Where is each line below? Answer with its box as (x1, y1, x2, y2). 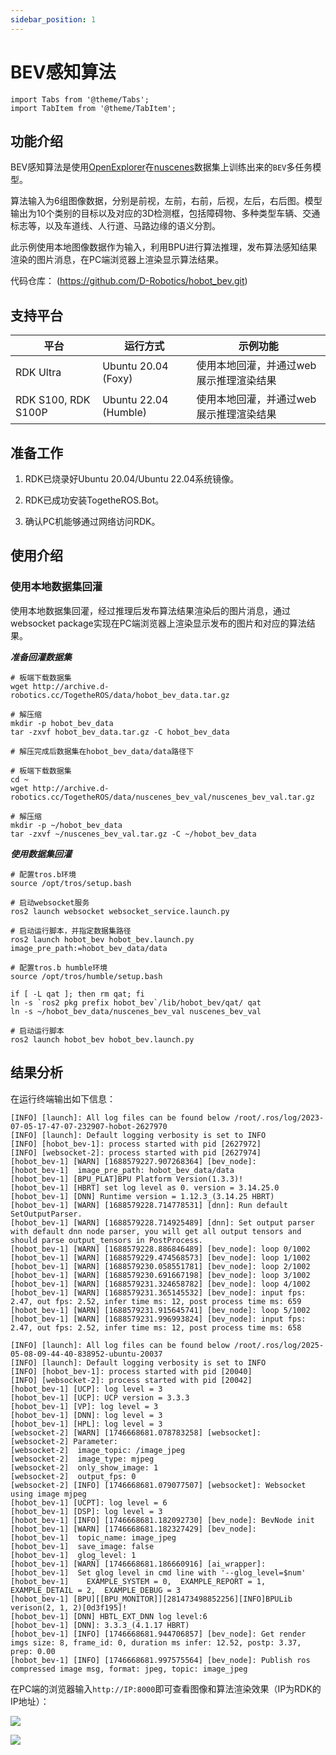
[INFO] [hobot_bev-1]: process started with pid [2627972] (10, 1139, 262, 1149)
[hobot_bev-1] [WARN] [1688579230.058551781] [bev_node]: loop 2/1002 (10, 1261, 311, 1271)
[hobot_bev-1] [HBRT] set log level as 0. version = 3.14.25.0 (10, 1182, 280, 1193)
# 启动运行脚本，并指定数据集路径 (10, 926, 132, 936)
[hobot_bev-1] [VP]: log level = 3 (10, 1401, 159, 1411)
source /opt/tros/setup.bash (10, 878, 132, 888)
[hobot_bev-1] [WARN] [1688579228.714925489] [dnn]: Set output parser (10, 1217, 315, 1228)
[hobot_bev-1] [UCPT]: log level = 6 (10, 1497, 168, 1508)
